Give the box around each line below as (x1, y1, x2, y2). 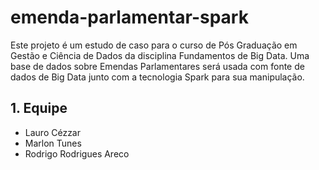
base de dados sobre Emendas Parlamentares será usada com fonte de (10, 60, 305, 72)
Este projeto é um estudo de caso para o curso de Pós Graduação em (10, 39, 298, 51)
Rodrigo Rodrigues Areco (24, 147, 130, 160)
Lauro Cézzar (24, 126, 82, 138)
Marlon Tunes (24, 137, 82, 149)
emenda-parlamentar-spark (10, 6, 249, 29)
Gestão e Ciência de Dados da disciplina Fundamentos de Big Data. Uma (10, 49, 310, 61)
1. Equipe (10, 100, 68, 117)
